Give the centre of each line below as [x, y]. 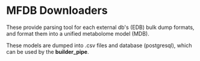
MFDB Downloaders [57, 11]
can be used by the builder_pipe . [48, 51]
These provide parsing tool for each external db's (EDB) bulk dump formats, [100, 27]
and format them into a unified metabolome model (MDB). [78, 33]
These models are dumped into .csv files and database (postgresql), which [99, 45]
